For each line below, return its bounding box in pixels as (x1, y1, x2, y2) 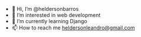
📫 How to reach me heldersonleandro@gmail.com (11, 24, 135, 31)
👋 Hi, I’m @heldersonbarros (11, 6, 79, 12)
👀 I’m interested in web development (11, 12, 101, 18)
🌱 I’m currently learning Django (11, 18, 87, 24)
